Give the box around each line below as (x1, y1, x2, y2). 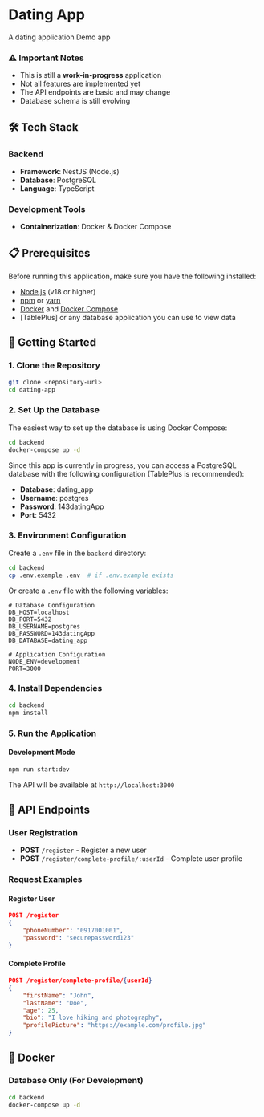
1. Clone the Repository (8, 359, 100, 371)
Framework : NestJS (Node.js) (19, 166, 120, 176)
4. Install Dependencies (8, 683, 103, 694)
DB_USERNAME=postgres (8, 622, 81, 631)
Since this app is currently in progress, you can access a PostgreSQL (8, 460, 237, 470)
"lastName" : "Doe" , (22, 999, 88, 1007)
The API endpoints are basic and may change (19, 87, 171, 97)
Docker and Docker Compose (19, 304, 119, 314)
